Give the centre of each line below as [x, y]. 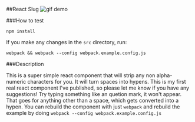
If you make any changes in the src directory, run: [67, 42]
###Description [25, 64]
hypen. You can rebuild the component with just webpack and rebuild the [93, 107]
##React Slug [23, 9]
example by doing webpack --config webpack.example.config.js [84, 113]
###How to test [25, 20]
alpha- [164, 75]
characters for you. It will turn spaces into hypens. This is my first [107, 82]
